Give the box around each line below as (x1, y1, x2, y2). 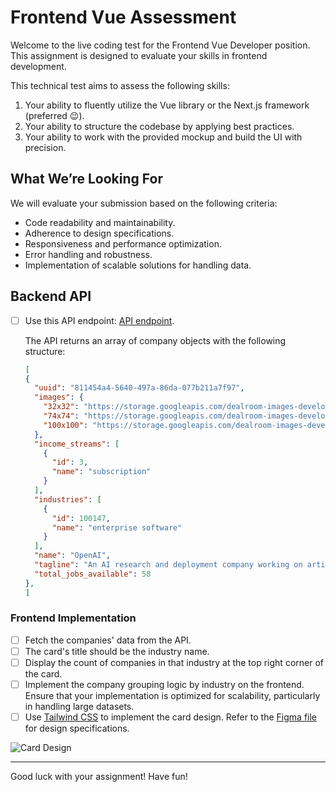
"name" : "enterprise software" (51, 522, 183, 533)
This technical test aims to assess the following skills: (10, 79, 230, 91)
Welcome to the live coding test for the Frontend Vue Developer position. (10, 39, 311, 51)
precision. (24, 141, 67, 153)
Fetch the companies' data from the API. (24, 634, 192, 646)
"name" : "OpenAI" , (34, 551, 111, 561)
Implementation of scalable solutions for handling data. (24, 259, 252, 271)
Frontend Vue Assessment (10, 6, 237, 29)
